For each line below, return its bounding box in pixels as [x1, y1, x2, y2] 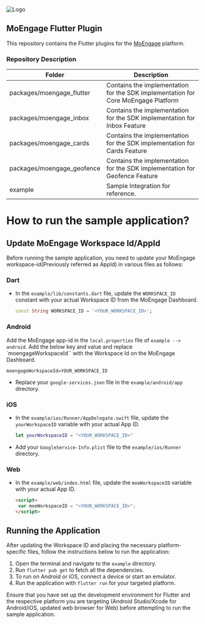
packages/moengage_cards [9, 139, 90, 148]
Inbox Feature [106, 122, 146, 130]
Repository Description [6, 55, 77, 63]
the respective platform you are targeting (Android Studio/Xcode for [6, 598, 177, 605]
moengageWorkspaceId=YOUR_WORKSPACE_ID [6, 368, 108, 374]
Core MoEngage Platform [106, 96, 179, 105]
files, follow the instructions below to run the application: [27, 548, 170, 556]
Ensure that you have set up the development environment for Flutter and [6, 591, 190, 598]
